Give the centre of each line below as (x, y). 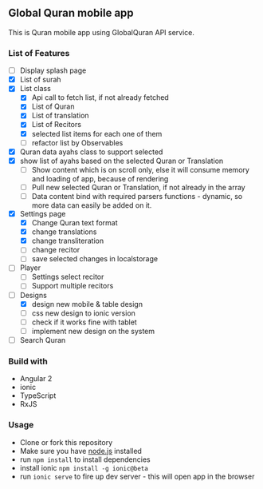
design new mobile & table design (87, 304)
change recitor (56, 250)
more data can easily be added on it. (92, 205)
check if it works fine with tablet (84, 322)
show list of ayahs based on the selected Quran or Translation (122, 161)
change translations (64, 232)
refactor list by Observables (77, 142)
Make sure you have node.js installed (80, 451)
